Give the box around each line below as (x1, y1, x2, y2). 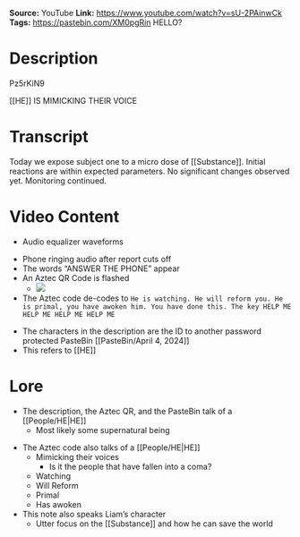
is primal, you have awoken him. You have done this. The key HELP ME (21, 302, 292, 311)
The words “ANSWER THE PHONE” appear (21, 263, 181, 274)
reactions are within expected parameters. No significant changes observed (9, 166, 290, 176)
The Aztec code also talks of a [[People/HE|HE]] (21, 442, 201, 453)
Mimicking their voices (35, 451, 119, 462)
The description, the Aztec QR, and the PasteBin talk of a (21, 405, 233, 416)
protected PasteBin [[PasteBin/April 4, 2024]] (21, 335, 190, 345)
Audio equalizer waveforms (21, 236, 124, 247)
